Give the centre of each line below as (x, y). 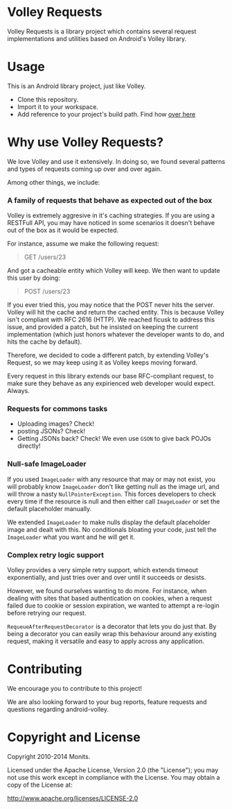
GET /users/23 (45, 257)
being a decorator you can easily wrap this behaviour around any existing (112, 634)
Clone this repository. (48, 99)
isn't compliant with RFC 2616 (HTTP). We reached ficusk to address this (111, 319)
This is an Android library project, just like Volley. (77, 86)
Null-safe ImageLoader (47, 464)
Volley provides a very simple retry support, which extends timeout (103, 570)
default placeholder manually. (50, 508)
